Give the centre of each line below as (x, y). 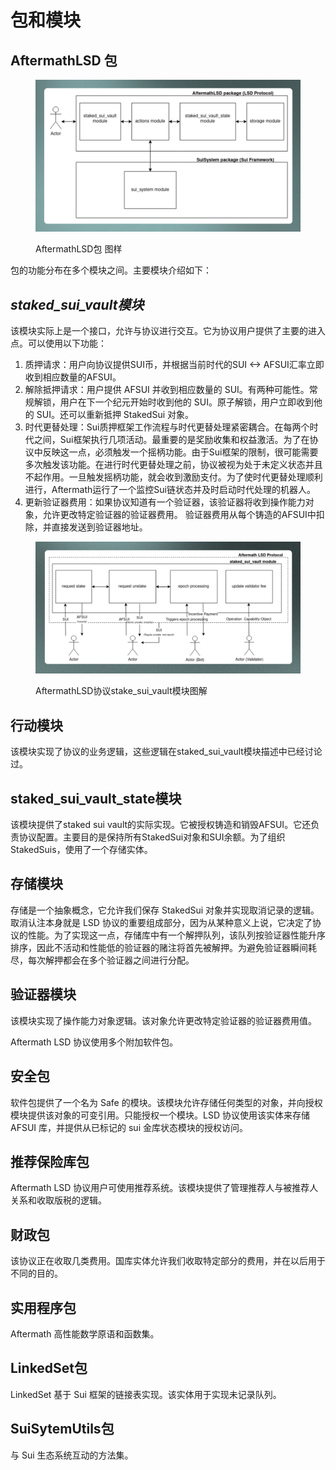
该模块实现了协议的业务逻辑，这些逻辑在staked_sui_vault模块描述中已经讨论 (166, 752)
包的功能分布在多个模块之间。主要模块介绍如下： (111, 270)
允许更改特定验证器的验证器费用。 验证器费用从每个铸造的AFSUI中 (179, 515)
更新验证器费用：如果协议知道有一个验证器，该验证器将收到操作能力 (165, 502)
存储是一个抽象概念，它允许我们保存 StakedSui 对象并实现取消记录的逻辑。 (165, 910)
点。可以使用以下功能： (58, 343)
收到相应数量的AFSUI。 (73, 377)
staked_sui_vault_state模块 (96, 798)
